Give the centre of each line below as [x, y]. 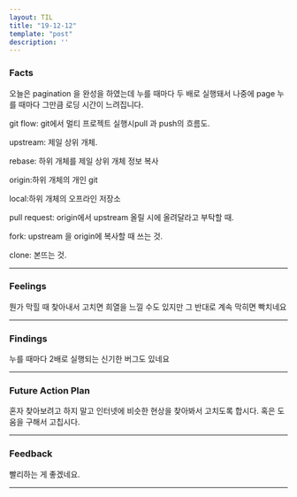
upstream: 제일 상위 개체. [53, 141]
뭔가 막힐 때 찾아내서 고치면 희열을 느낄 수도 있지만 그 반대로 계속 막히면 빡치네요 [148, 307]
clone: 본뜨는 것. [38, 255]
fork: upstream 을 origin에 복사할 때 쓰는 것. [86, 236]
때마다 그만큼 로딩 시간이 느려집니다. [81, 104]
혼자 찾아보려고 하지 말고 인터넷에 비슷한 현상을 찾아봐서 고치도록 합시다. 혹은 [142, 411]
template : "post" [41, 34]
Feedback [31, 454]
